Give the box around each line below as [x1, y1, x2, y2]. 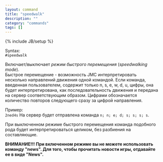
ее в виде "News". [5, 151, 44, 158]
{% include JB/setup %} [5, 38, 54, 44]
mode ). [5, 66, 19, 73]
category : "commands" [5, 20, 49, 26]
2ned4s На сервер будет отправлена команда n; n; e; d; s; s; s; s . [5, 112, 149, 118]
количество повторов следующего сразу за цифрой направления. [5, 97, 143, 103]
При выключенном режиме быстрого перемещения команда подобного [5, 122, 156, 128]
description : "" [5, 16, 38, 21]
